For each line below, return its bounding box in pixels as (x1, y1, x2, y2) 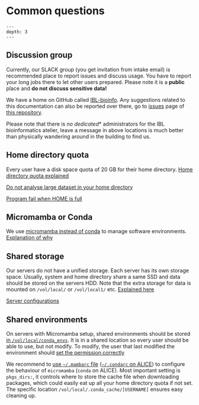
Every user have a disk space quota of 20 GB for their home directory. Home (6, 166, 193, 173)
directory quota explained (6, 172, 69, 179)
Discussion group (6, 50, 73, 60)
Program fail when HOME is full (6, 195, 83, 202)
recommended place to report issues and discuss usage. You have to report (6, 72, 191, 79)
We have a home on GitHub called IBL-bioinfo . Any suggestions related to (6, 96, 185, 103)
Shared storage (6, 251, 65, 261)
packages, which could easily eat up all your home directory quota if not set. (6, 380, 193, 386)
